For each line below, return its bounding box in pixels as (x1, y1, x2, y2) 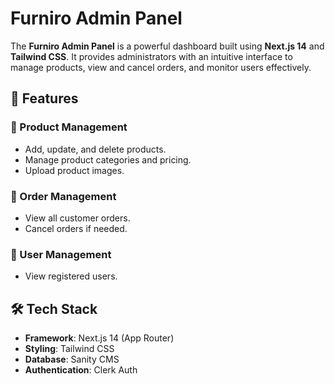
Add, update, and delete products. (24, 143, 167, 155)
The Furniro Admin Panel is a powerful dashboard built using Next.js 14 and (10, 40, 325, 52)
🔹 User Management (10, 247, 112, 261)
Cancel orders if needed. (24, 222, 128, 234)
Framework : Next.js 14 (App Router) (24, 332, 175, 344)
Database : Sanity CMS (24, 353, 120, 366)
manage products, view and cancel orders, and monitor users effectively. (10, 61, 312, 73)
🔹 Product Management (10, 120, 128, 134)
